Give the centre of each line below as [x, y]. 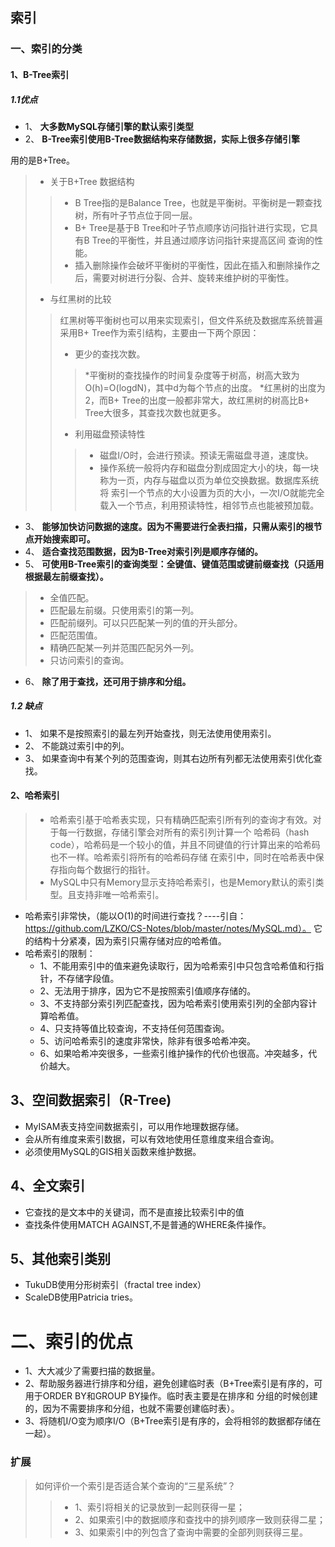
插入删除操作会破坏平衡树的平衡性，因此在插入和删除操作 [193, 265]
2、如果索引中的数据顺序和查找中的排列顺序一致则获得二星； [200, 1519]
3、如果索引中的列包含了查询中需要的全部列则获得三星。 [191, 1532]
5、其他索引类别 [61, 1259]
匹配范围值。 [76, 635]
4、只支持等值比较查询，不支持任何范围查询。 [134, 1029]
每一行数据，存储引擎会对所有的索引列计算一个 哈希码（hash [184, 832]
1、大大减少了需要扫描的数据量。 [92, 1371]
